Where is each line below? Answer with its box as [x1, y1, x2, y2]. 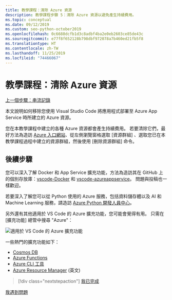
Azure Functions [12, 255, 48, 261]
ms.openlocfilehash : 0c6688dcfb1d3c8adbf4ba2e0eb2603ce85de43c [5, 31, 144, 37]
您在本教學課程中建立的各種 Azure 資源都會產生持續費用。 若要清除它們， [5, 126, 161, 132]
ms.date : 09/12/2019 [5, 22, 50, 27]
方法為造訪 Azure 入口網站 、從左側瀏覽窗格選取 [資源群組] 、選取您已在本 [9, 132, 166, 138]
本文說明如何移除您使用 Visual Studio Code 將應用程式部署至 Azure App [5, 108, 158, 114]
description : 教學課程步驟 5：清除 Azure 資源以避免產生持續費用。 [5, 12, 137, 17]
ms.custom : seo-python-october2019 [5, 27, 82, 32]
